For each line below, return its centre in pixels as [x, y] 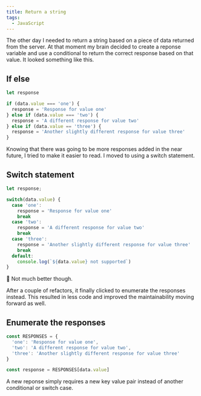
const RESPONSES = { [32, 337]
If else [18, 79]
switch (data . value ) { [34, 200]
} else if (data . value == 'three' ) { [54, 126]
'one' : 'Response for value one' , [55, 342]
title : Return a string [36, 12]
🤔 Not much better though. [39, 279]
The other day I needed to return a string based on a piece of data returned [100, 41]
